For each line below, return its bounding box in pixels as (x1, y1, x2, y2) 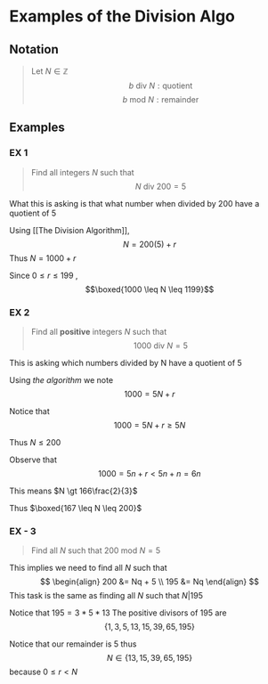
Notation (9, 42, 60, 57)
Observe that (9, 454, 58, 465)
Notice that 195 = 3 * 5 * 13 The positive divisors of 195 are (9, 607, 227, 618)
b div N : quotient (128, 80, 193, 91)
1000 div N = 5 (133, 340, 189, 351)
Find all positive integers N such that (30, 326, 167, 337)
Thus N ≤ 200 (9, 436, 61, 447)
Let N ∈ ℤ (30, 66, 69, 77)
